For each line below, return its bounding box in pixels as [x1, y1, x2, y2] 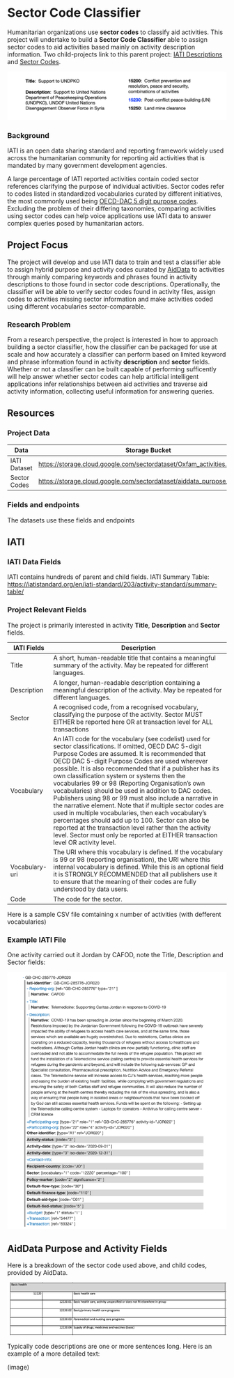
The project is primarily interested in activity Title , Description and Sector [7, 621, 221, 629]
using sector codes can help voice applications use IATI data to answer [7, 211, 212, 220]
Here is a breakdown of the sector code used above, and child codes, [7, 1261, 208, 1269]
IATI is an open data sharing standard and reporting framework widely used [7, 146, 224, 155]
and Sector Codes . [7, 57, 61, 65]
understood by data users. [53, 885, 129, 893]
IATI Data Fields [7, 557, 61, 566]
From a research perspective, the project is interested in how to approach [7, 336, 218, 344]
